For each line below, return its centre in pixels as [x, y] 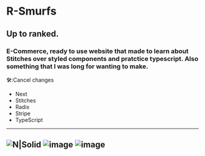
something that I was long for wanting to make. [77, 66]
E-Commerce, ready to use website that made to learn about [98, 51]
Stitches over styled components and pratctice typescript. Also [103, 58]
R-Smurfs [31, 11]
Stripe [23, 113]
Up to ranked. [33, 34]
